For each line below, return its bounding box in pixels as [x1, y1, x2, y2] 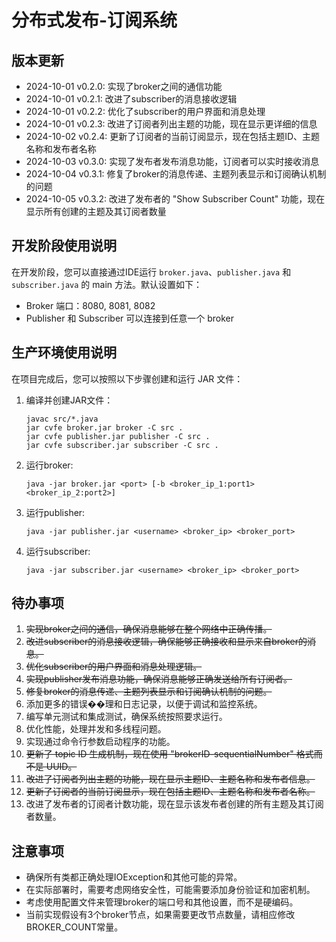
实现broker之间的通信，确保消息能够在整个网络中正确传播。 [25, 623, 273, 635]
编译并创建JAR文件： [25, 394, 114, 406]
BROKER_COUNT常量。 [25, 921, 124, 933]
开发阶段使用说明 [11, 237, 117, 255]
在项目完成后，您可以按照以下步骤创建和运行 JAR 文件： [11, 372, 244, 385]
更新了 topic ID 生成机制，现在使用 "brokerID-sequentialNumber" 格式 [25, 748, 314, 760]
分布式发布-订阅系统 [11, 9, 178, 32]
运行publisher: [25, 506, 86, 518]
